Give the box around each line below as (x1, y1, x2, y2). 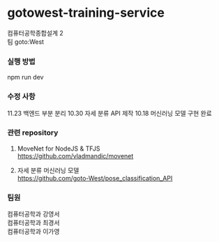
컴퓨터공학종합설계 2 (7, 29, 64, 37)
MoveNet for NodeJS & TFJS (17, 144, 100, 153)
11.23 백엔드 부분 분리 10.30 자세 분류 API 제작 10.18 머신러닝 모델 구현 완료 (7, 109, 213, 117)
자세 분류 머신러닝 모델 (17, 166, 80, 174)
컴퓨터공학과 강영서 (7, 210, 60, 218)
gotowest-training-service (7, 5, 165, 21)
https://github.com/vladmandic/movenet (17, 151, 134, 160)
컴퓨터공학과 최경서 (7, 218, 60, 227)
